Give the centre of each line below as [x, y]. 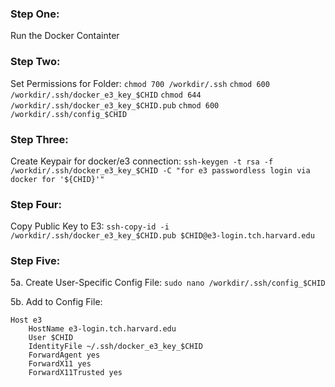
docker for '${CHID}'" [57, 179]
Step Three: [39, 139]
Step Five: [35, 261]
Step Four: [36, 204]
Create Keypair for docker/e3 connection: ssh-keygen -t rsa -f [142, 161]
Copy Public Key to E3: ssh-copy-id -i [90, 226]
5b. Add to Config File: [56, 302]
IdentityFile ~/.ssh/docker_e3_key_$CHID [115, 347]
